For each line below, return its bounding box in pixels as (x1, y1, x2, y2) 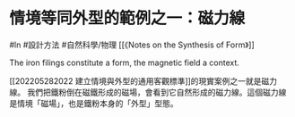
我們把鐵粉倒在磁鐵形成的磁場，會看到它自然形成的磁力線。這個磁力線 (26, 87, 287, 97)
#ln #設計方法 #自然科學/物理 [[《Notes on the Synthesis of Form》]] (9, 39, 255, 50)
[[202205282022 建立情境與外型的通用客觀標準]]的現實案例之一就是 (9, 75, 262, 86)
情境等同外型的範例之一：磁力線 (9, 8, 246, 29)
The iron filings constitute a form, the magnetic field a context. (9, 57, 240, 68)
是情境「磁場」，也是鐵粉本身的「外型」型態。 (9, 97, 178, 108)
